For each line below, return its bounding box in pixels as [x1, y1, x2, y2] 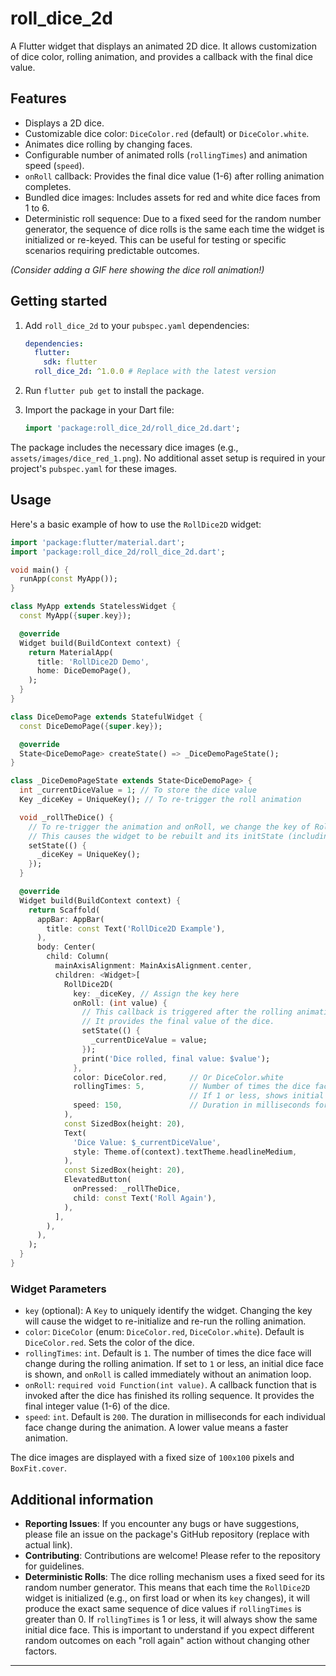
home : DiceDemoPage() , [36, 666, 132, 676]
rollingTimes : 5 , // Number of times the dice [73, 1082, 311, 1092]
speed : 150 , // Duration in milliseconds [73, 1100, 311, 1111]
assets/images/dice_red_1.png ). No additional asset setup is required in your [10, 452, 326, 464]
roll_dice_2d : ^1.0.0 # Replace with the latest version [34, 367, 277, 377]
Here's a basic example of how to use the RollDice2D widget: [10, 518, 262, 530]
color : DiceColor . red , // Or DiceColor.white [73, 1072, 284, 1082]
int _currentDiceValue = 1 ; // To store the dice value [19, 785, 257, 796]
